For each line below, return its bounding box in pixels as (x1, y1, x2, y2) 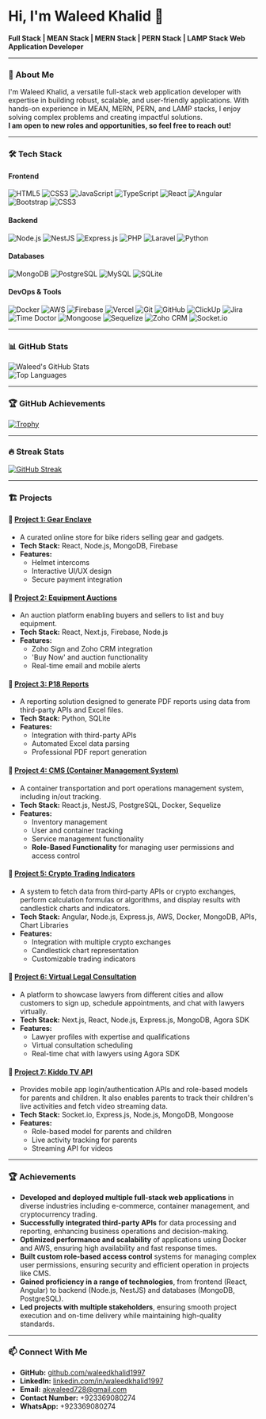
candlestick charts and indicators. (19, 903, 131, 913)
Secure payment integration (31, 575, 123, 584)
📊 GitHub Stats (8, 340, 69, 352)
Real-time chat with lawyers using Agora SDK (31, 1049, 180, 1058)
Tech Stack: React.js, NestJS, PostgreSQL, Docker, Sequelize (19, 800, 222, 809)
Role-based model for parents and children (31, 1127, 173, 1136)
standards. (19, 1319, 55, 1329)
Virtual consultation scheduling (31, 1040, 133, 1050)
